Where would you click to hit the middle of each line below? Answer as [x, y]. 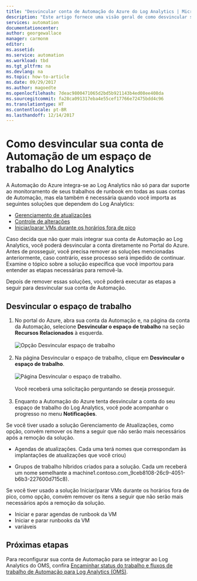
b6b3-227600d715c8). [42, 479]
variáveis [26, 526]
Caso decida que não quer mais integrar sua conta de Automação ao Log [94, 239]
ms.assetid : [21, 50]
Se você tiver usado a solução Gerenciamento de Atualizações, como [90, 425]
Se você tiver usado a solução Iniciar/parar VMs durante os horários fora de [98, 490]
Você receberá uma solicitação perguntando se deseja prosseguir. [95, 389]
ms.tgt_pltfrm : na [28, 66]
